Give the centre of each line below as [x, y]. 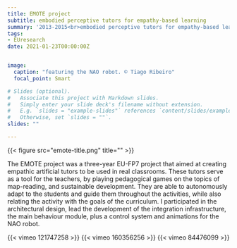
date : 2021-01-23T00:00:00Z [49, 46]
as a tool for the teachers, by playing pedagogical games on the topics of [114, 179]
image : [17, 66]
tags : [15, 33]
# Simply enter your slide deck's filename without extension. [105, 104]
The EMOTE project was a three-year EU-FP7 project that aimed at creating [117, 163]
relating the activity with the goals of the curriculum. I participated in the [112, 201]
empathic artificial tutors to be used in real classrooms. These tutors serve [115, 171]
